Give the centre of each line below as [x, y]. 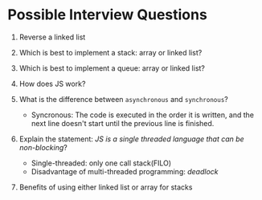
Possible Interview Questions [108, 15]
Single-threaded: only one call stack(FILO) [101, 163]
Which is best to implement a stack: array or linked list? [111, 52]
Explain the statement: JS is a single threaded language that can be [131, 139]
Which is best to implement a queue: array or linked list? [112, 68]
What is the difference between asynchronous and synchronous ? [123, 99]
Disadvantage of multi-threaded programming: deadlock [125, 171]
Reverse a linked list [52, 37]
